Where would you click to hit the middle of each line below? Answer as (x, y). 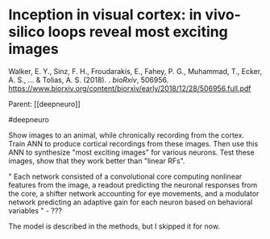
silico (27, 32)
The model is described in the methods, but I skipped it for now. (114, 226)
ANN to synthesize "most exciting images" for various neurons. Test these (132, 152)
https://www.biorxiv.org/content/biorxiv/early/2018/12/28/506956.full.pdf (130, 88)
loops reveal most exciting (138, 32)
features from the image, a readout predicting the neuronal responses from (133, 185)
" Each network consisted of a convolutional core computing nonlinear (125, 176)
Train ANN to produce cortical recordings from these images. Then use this (133, 143)
